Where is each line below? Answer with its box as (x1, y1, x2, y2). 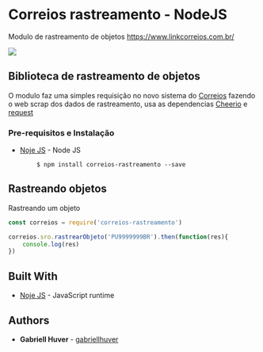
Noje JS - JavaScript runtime (19, 291, 115, 300)
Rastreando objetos (8, 182, 107, 196)
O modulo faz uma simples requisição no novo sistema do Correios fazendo (8, 90, 256, 100)
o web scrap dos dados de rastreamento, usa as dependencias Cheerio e (8, 99, 248, 109)
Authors (8, 313, 50, 327)
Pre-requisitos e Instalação (8, 127, 115, 138)
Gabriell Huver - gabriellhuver (19, 335, 119, 344)
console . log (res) (22, 240, 80, 248)
